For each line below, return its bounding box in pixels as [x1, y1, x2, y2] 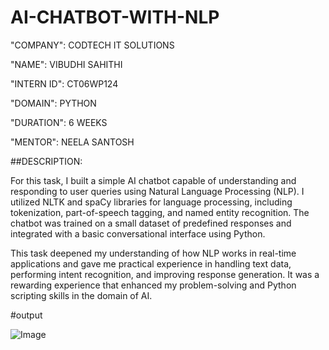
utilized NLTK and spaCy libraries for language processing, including [10, 196, 293, 208]
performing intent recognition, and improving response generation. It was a [10, 268, 320, 280]
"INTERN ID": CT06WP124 [10, 77, 119, 90]
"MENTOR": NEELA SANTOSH [10, 136, 135, 148]
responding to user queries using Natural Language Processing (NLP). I [10, 185, 305, 197]
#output [10, 309, 43, 321]
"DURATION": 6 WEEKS [10, 116, 108, 128]
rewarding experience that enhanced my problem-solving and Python [10, 279, 297, 291]
